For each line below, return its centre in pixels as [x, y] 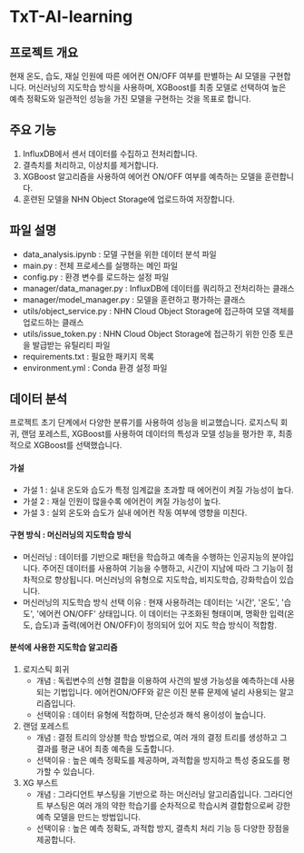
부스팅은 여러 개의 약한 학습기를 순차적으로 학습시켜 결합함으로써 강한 [168, 806]
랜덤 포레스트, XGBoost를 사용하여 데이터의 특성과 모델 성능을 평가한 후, [149, 434]
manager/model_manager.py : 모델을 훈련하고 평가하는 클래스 [134, 299]
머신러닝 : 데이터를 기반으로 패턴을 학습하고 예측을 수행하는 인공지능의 [146, 557]
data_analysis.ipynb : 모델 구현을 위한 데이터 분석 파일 [119, 254]
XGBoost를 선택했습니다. [78, 445]
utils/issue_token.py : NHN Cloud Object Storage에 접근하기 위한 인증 [149, 333]
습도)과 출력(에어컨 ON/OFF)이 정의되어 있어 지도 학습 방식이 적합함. [156, 625]
